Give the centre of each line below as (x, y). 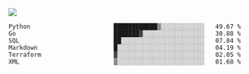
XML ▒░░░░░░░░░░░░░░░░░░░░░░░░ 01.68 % (125, 62)
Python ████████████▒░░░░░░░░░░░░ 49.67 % (125, 27)
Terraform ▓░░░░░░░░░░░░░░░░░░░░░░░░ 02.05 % (125, 55)
